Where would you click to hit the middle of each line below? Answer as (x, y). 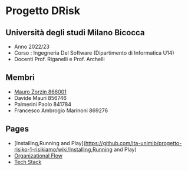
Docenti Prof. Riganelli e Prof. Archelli (59, 59)
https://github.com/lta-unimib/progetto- (133, 143)
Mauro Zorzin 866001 (40, 92)
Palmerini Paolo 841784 (43, 104)
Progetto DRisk (43, 11)
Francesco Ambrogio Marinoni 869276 (61, 110)
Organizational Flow (38, 155)
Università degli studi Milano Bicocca (75, 33)
